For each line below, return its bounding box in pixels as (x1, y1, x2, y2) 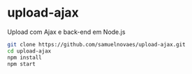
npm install (7, 54, 42, 61)
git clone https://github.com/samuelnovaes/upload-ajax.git (7, 41, 186, 48)
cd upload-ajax (7, 47, 52, 55)
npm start (7, 60, 36, 67)
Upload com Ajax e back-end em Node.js (7, 28, 126, 36)
